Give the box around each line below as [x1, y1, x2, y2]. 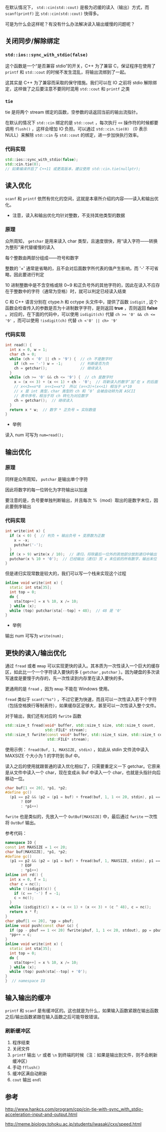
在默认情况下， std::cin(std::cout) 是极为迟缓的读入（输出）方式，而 [5, 4, 149, 10]
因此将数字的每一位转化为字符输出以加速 [5, 487, 87, 493]
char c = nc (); [9, 881, 41, 886]
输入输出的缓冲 [5, 994, 51, 1002]
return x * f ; [9, 909, 39, 914]
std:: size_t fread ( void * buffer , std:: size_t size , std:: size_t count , [5, 723, 156, 728]
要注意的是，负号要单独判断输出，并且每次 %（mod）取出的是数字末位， [5, 498, 154, 503]
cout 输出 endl [12, 1077, 41, 1083]
